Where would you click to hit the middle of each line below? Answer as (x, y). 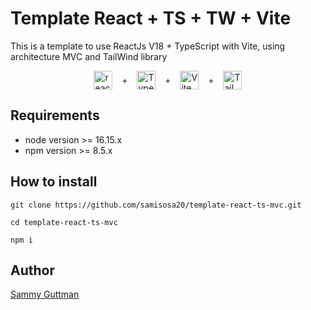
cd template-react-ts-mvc (64, 222)
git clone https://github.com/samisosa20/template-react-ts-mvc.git (156, 205)
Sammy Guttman (45, 294)
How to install (54, 182)
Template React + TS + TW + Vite (151, 18)
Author (32, 270)
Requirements (55, 115)
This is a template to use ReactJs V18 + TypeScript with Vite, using (148, 46)
